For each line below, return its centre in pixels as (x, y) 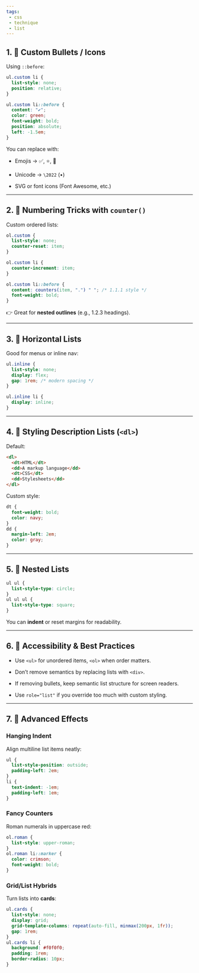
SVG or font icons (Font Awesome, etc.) (63, 186)
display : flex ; (30, 375)
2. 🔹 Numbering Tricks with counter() (76, 210)
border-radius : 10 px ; (38, 959)
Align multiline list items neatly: (44, 749)
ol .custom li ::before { (36, 284)
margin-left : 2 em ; (34, 534)
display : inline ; (33, 403)
